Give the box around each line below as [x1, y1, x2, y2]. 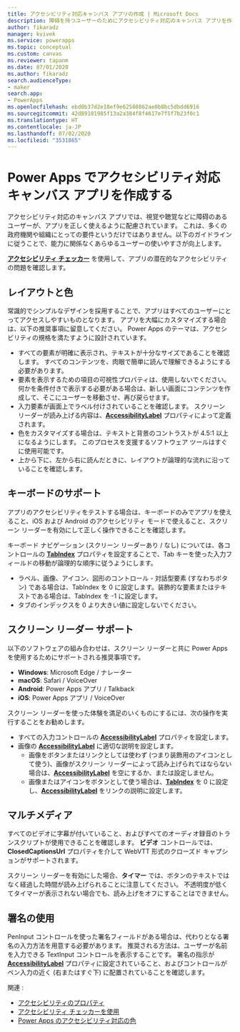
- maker [7, 84, 31, 91]
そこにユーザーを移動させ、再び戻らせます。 [42, 394, 174, 401]
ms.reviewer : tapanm [7, 57, 69, 64]
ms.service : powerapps [7, 37, 75, 44]
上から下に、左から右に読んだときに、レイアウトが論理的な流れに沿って [17, 456, 231, 464]
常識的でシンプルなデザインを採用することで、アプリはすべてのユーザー [7, 306, 219, 315]
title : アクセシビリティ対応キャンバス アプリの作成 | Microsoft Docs [7, 10, 199, 18]
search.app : [7, 90, 43, 97]
